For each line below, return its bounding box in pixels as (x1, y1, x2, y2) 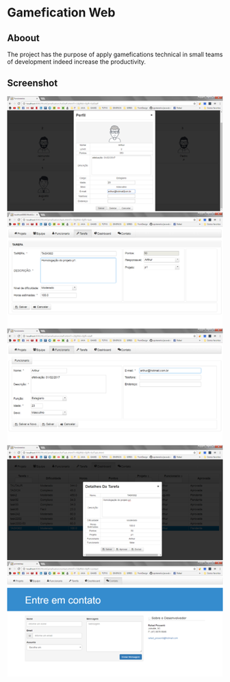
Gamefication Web (7, 5, 116, 21)
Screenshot (7, 78, 58, 89)
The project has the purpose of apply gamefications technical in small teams (7, 50, 223, 58)
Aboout (7, 32, 40, 44)
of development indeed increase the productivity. (7, 58, 146, 66)
